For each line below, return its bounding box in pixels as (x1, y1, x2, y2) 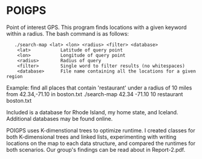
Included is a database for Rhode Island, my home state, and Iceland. (6, 108, 178, 115)
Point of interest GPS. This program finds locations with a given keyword (6, 24, 187, 31)
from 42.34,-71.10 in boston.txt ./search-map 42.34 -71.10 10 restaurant (6, 90, 183, 97)
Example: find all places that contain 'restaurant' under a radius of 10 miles (6, 84, 192, 91)
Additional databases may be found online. (6, 115, 113, 122)
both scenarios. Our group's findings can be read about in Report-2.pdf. (6, 146, 186, 153)
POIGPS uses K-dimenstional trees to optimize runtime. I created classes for (6, 126, 195, 134)
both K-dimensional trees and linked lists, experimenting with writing (6, 133, 177, 140)
